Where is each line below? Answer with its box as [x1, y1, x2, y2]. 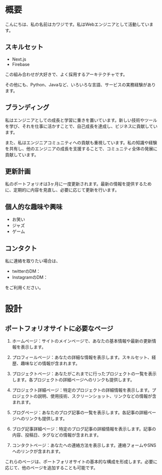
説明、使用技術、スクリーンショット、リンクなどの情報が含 [37, 393, 157, 399]
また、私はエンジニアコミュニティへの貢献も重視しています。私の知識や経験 [5, 139, 158, 146]
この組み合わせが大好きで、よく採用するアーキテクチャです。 [5, 71, 128, 77]
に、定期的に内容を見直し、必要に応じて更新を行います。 [5, 187, 120, 193]
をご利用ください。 [5, 285, 44, 290]
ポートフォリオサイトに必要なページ [5, 324, 113, 332]
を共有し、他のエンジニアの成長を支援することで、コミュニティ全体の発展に [5, 146, 158, 151]
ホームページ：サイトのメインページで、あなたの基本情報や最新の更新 [12, 338, 152, 344]
